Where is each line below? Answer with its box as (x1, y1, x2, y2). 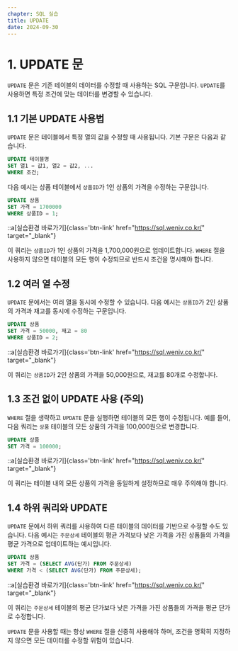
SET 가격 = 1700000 (7, 203, 62, 210)
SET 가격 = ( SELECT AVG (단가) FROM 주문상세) (7, 560, 132, 567)
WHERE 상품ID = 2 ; (7, 334, 59, 341)
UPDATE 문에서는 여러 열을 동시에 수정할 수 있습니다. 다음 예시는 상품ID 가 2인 (7, 298, 216, 307)
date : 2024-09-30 (7, 23, 59, 30)
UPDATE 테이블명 (7, 156, 50, 163)
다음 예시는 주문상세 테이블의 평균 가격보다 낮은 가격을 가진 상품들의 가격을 (28, 531, 231, 539)
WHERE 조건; (7, 169, 40, 176)
